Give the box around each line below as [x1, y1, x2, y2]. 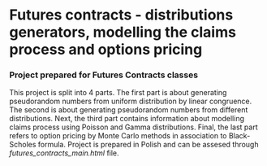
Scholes [9, 140, 37, 150]
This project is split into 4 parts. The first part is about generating [9, 88, 227, 98]
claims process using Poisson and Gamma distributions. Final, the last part [9, 122, 258, 132]
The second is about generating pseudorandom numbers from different [9, 105, 248, 115]
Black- [228, 131, 251, 141]
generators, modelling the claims [9, 23, 236, 41]
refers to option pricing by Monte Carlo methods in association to [9, 131, 227, 141]
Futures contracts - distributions [9, 6, 234, 24]
